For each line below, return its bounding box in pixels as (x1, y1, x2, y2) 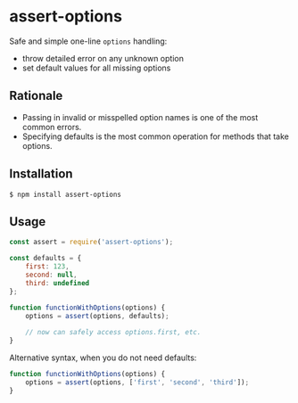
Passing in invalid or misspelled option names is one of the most (21, 111, 259, 122)
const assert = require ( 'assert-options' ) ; (9, 238, 174, 247)
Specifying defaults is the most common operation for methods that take (21, 131, 290, 142)
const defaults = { (9, 254, 82, 263)
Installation (9, 167, 73, 182)
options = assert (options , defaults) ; (25, 311, 170, 320)
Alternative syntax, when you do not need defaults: (9, 352, 197, 363)
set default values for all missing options (21, 62, 171, 73)
